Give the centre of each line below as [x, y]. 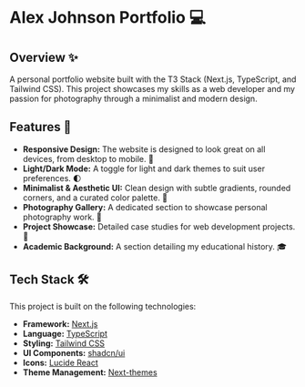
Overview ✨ [44, 57]
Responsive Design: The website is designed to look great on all [144, 149]
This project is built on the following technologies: [103, 306]
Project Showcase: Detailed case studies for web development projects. [159, 226]
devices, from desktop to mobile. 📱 [88, 158]
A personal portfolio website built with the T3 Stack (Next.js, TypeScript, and [153, 79]
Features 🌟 [41, 127]
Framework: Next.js [60, 323]
